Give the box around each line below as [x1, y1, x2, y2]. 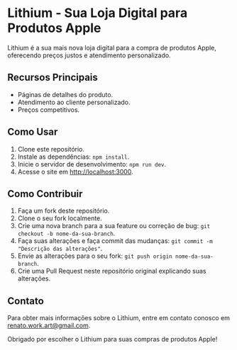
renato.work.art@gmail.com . [7, 321, 91, 330]
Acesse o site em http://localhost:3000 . [17, 167, 133, 176]
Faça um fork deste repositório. [17, 207, 110, 215]
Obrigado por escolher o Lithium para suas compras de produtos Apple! [7, 335, 218, 344]
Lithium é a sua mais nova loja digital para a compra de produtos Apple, [7, 43, 216, 52]
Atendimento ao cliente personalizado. [17, 98, 131, 106]
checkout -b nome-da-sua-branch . [17, 229, 116, 238]
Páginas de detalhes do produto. [17, 90, 114, 98]
